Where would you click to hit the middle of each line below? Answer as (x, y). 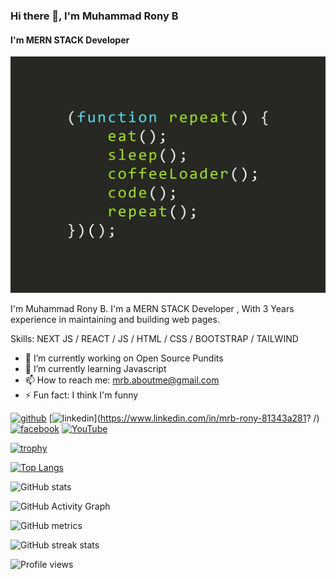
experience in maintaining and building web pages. (115, 320)
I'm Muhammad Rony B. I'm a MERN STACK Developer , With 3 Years (152, 309)
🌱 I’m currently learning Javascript (95, 369)
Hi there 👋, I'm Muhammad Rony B (94, 16)
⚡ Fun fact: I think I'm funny (81, 395)
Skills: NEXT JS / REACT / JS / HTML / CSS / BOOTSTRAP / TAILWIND (154, 339)
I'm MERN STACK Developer (70, 40)
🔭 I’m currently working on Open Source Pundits (124, 358)
